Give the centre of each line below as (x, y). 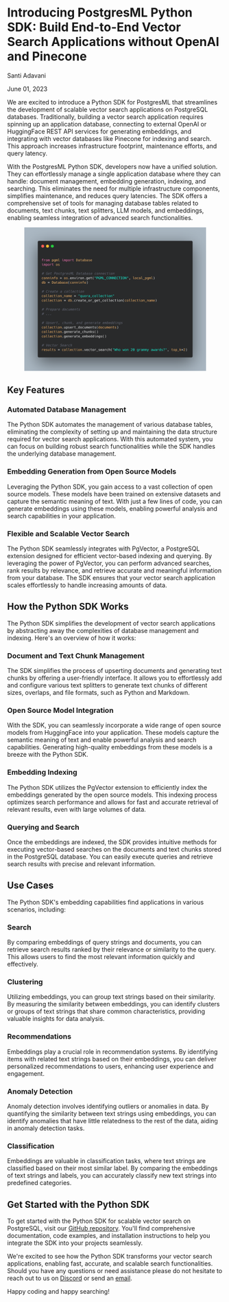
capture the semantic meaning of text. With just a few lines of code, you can (115, 501)
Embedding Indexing (42, 773)
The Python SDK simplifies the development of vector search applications (111, 623)
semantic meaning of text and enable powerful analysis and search (102, 740)
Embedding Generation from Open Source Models (92, 472)
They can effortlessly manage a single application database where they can (114, 174)
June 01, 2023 (27, 89)
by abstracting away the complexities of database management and (103, 630)
